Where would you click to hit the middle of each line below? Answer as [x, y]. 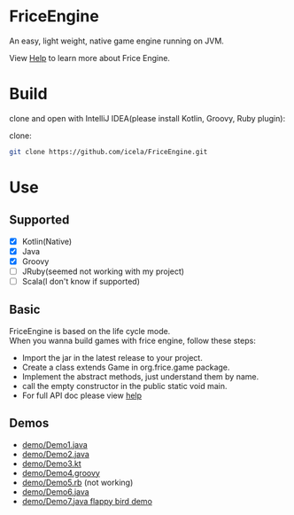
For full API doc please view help [82, 395]
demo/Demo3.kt [51, 464]
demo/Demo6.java [56, 492]
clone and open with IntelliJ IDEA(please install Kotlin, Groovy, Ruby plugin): [147, 118]
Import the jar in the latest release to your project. [112, 357]
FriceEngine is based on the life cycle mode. [90, 331]
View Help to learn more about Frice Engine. [90, 58]
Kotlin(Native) [47, 241]
